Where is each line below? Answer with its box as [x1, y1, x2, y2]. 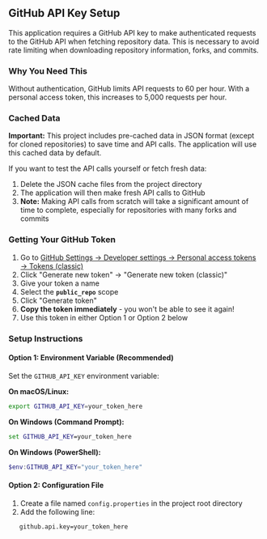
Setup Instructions [8, 333, 83, 344]
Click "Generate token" [19, 295, 97, 305]
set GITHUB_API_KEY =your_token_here [8, 432, 132, 440]
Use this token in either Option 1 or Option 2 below [19, 312, 189, 322]
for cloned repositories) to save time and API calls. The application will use [8, 139, 257, 149]
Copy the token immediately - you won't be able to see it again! [19, 303, 235, 314]
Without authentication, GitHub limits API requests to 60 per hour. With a [8, 84, 250, 94]
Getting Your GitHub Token [8, 234, 116, 245]
